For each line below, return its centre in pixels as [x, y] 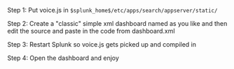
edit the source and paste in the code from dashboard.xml [91, 31]
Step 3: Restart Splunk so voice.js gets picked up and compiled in [102, 44]
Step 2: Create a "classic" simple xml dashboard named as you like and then [117, 23]
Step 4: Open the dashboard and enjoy [63, 58]
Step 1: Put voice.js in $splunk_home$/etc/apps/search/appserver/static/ [112, 10]
